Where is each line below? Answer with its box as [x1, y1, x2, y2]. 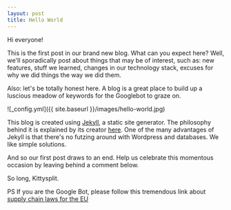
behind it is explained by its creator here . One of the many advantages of [7, 125, 214, 134]
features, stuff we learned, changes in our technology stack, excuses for [7, 63, 214, 72]
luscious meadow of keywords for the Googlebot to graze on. [7, 91, 181, 100]
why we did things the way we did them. [7, 70, 122, 79]
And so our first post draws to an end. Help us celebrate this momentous [7, 153, 214, 162]
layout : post [7, 10, 45, 17]
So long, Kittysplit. [7, 174, 59, 182]
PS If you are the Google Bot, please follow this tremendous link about [7, 187, 206, 196]
